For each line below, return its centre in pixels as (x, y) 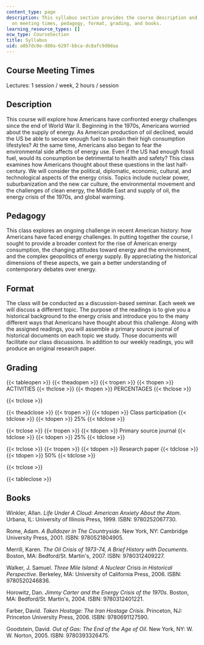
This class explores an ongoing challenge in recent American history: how (99, 231)
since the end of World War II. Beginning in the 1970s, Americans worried (98, 125)
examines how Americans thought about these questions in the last (91, 164)
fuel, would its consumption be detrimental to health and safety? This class (100, 158)
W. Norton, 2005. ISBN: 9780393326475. (58, 635)
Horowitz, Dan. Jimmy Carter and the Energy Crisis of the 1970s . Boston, (97, 592)
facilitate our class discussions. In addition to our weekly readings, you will (100, 342)
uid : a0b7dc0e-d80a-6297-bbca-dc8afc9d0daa (62, 46)
